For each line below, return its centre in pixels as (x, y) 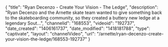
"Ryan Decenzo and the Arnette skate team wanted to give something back (84, 12)
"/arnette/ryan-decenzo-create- (130, 34)
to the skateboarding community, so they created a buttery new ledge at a (82, 18)
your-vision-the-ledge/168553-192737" (46, 39)
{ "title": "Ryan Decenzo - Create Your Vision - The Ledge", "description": (82, 7)
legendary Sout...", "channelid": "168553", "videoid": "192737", (70, 23)
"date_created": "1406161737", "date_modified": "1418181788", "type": (78, 28)
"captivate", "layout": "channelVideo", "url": (51, 34)
